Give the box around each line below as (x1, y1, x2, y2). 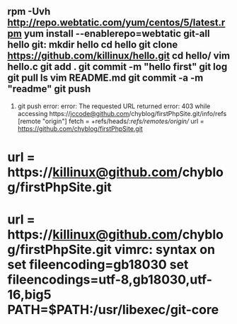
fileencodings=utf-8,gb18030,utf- (7, 272, 212, 288)
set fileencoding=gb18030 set (7, 257, 189, 273)
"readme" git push (7, 83, 91, 95)
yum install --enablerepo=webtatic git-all (23, 28, 210, 40)
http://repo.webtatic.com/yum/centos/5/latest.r (7, 17, 226, 29)
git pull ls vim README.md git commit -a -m (7, 72, 204, 84)
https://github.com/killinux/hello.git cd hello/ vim (7, 50, 231, 62)
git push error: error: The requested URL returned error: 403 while (17, 102, 211, 110)
